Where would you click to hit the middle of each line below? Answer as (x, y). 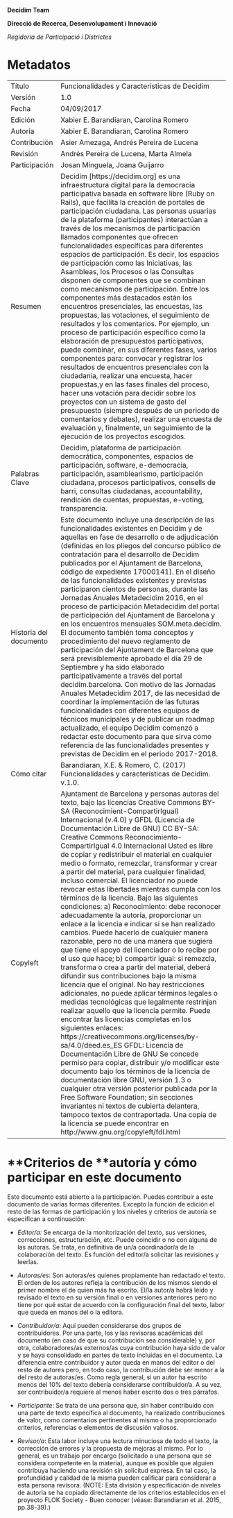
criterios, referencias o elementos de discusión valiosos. (98, 1427)
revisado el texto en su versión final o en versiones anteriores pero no (117, 1297)
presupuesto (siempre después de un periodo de (140, 410)
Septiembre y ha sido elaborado (112, 667)
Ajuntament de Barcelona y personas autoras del (140, 794)
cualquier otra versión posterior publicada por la (138, 1089)
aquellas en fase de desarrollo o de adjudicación (139, 537)
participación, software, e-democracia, (124, 465)
